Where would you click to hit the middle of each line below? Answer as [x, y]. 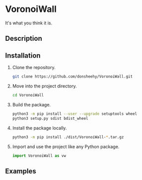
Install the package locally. [39, 128]
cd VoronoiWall [28, 95]
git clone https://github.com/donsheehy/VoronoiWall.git [72, 77]
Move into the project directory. [44, 86]
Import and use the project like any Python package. [66, 146]
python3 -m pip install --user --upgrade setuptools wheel [75, 114]
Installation [23, 55]
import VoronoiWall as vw [39, 156]
